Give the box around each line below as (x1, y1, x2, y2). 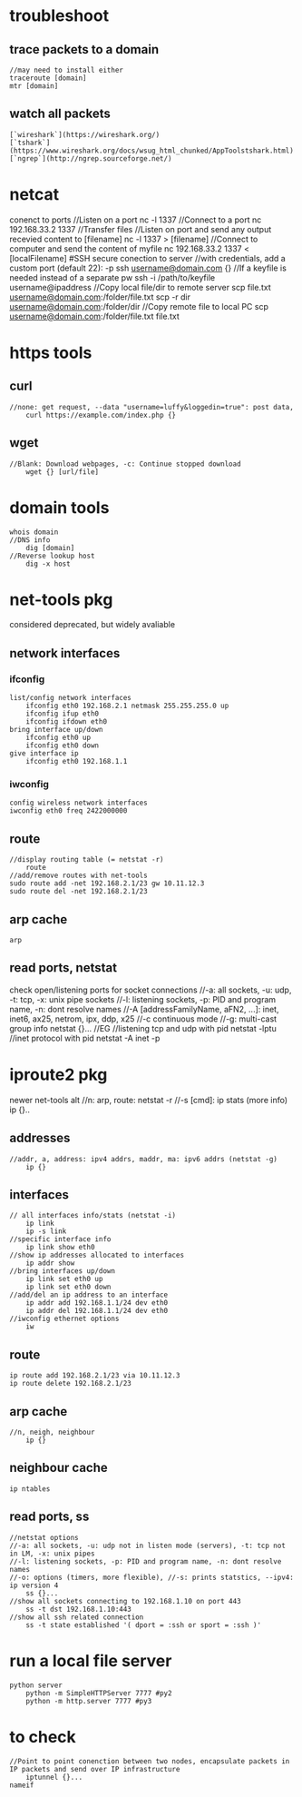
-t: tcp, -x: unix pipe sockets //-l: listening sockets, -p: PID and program (9, 993, 277, 1004)
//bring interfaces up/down (9, 1267, 116, 1276)
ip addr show (25, 1259, 75, 1268)
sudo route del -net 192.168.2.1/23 (9, 887, 148, 896)
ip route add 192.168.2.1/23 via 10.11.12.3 (9, 1371, 180, 1380)
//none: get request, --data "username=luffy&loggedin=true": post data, (9, 402, 295, 411)
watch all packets (9, 106, 111, 122)
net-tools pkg (9, 589, 113, 609)
